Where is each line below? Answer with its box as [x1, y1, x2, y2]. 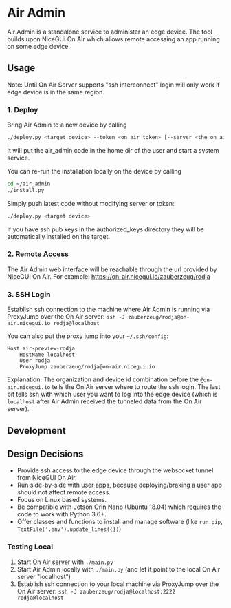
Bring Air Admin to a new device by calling [7, 120, 127, 129]
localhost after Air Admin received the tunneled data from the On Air [7, 397, 202, 406]
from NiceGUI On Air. [16, 474, 77, 482]
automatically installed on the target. [7, 232, 111, 240]
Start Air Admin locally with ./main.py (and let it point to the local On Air [16, 565, 221, 573]
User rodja [19, 357, 51, 364]
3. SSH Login [7, 289, 51, 299]
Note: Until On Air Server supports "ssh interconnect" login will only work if [7, 81, 220, 89]
